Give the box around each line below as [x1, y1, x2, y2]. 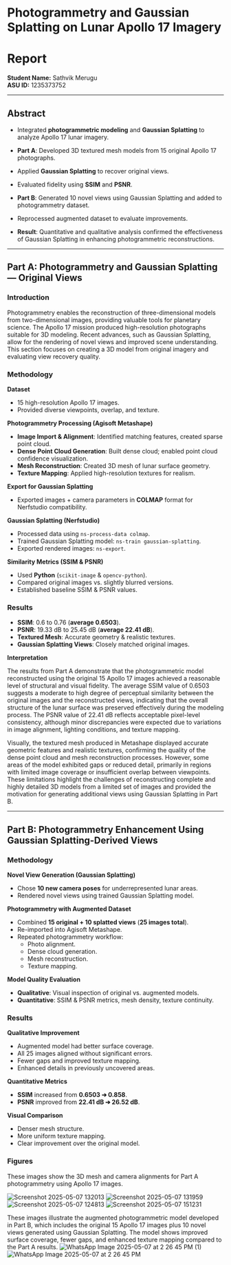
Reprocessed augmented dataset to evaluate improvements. [16, 214, 188, 222]
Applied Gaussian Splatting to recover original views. [16, 167, 170, 175]
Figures [7, 1156, 33, 1166]
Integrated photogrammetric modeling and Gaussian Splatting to [16, 125, 205, 134]
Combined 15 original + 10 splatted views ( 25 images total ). [16, 917, 189, 926]
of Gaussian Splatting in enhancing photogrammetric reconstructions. [16, 235, 215, 243]
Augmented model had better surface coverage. [16, 1042, 154, 1050]
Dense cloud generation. [27, 947, 98, 955]
